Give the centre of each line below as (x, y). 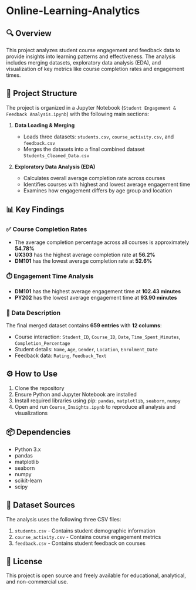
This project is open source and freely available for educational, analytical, (96, 575)
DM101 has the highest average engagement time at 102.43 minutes (98, 291)
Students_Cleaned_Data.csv (56, 156)
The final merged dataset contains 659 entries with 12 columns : (84, 325)
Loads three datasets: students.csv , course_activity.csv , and (99, 137)
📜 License (24, 561)
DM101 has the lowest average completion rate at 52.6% (83, 261)
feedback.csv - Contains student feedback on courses (80, 543)
